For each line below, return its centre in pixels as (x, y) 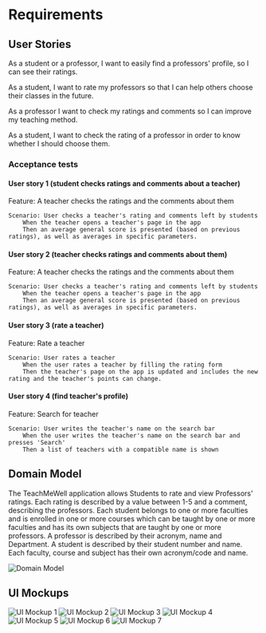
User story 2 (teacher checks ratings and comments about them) (118, 254)
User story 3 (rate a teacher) (57, 325)
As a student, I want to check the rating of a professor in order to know (125, 135)
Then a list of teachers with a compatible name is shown (121, 449)
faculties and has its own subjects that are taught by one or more (115, 527)
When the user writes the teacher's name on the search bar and (131, 435)
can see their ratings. (43, 72)
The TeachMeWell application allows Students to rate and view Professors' (131, 493)
